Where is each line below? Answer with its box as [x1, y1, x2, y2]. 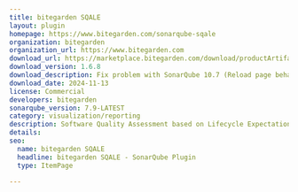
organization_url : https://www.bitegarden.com [9, 46, 184, 55]
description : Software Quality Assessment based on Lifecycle [9, 120, 244, 129]
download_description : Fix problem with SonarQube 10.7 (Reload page [9, 71, 272, 80]
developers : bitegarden [9, 95, 98, 104]
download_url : [9, 54, 62, 63]
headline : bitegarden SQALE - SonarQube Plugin [17, 152, 197, 162]
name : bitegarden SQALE [17, 144, 105, 153]
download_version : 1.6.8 [9, 63, 101, 72]
